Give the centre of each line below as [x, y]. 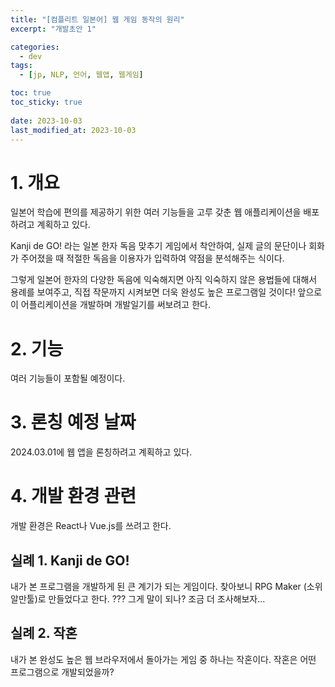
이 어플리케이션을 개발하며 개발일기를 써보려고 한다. [110, 305]
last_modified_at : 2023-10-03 [73, 130]
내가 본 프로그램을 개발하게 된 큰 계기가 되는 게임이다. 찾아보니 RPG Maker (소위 [166, 586]
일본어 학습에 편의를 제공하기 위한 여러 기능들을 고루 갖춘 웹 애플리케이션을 [156, 212]
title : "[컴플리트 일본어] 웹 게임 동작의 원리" [97, 19]
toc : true [31, 93]
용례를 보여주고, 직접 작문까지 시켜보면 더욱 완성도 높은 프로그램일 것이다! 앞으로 [166, 292]
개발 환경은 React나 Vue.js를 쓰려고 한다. [91, 526]
